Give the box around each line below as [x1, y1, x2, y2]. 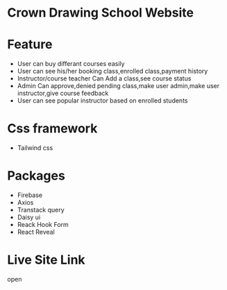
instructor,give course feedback [17, 89, 109, 98]
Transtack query [17, 206, 65, 214]
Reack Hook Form [17, 221, 69, 228]
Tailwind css [17, 144, 53, 152]
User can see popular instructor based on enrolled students [17, 96, 188, 105]
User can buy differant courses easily [17, 60, 125, 68]
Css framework [7, 121, 98, 137]
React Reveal [17, 228, 56, 236]
